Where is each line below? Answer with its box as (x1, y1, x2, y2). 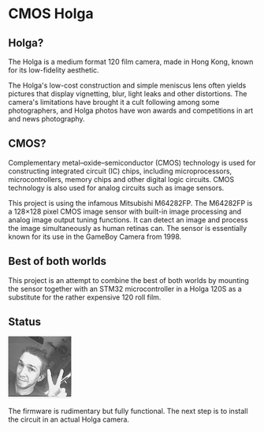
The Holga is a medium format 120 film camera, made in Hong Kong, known (8, 57, 254, 66)
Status (8, 315, 42, 329)
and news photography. (8, 114, 85, 123)
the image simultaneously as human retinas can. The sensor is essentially (8, 223, 247, 233)
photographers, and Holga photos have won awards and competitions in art (8, 106, 254, 115)
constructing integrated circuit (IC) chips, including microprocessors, (8, 166, 232, 176)
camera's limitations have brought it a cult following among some (8, 98, 220, 106)
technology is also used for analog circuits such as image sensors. (8, 183, 225, 192)
